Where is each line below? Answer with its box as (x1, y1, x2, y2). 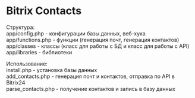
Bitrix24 (6, 79, 26, 86)
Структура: (6, 24, 34, 31)
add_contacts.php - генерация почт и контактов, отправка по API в (6, 73, 175, 80)
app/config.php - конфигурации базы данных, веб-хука (6, 30, 146, 37)
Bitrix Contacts (6, 4, 82, 18)
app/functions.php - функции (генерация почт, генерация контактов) (6, 36, 180, 43)
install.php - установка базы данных (6, 66, 97, 73)
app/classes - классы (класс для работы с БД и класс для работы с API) (6, 43, 190, 50)
